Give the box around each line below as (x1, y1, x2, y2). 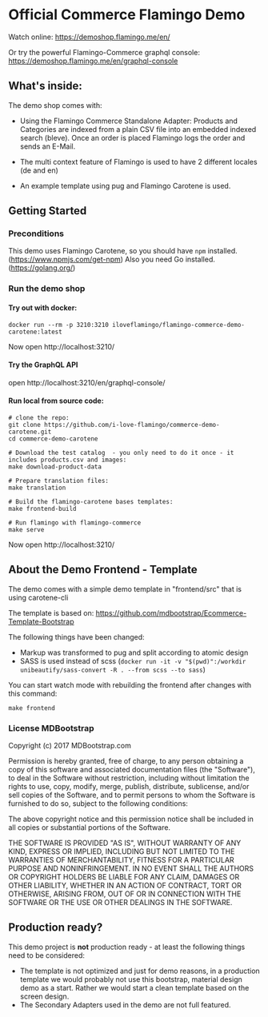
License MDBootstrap (8, 722, 94, 733)
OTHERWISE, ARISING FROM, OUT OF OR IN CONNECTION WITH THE (8, 889, 242, 899)
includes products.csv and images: (8, 456, 127, 464)
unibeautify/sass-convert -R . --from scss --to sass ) (19, 664, 206, 674)
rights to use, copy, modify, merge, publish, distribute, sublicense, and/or (8, 782, 250, 792)
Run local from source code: (8, 396, 104, 405)
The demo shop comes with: (8, 100, 102, 110)
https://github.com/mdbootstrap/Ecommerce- (95, 608, 247, 617)
